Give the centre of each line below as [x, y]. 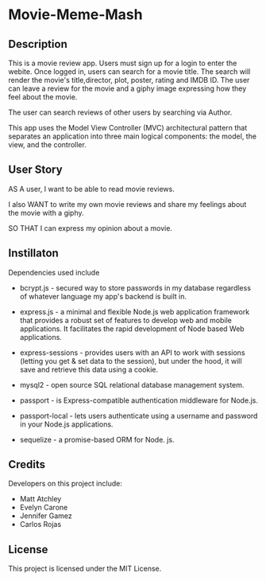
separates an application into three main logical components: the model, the [132, 136]
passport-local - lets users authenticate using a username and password [139, 415]
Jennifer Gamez [46, 516]
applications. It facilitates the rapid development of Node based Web [132, 329]
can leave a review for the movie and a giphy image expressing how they [127, 88]
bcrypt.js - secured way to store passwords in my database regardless [135, 287]
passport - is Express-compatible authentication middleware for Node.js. [139, 400]
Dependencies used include [54, 272]
